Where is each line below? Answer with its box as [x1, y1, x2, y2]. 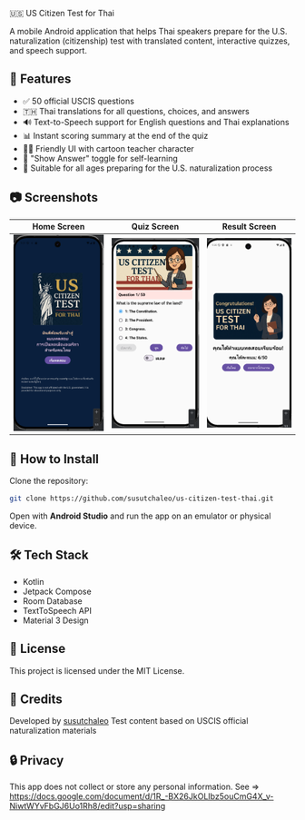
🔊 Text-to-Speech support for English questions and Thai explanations [22, 116, 290, 127]
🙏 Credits [9, 692, 64, 707]
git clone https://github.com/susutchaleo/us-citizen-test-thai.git [9, 494, 274, 503]
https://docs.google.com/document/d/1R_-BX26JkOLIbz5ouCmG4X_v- [9, 791, 274, 802]
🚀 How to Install [9, 451, 100, 467]
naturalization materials [9, 726, 97, 736]
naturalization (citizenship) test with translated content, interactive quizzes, [9, 35, 290, 46]
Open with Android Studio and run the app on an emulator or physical [9, 510, 271, 521]
